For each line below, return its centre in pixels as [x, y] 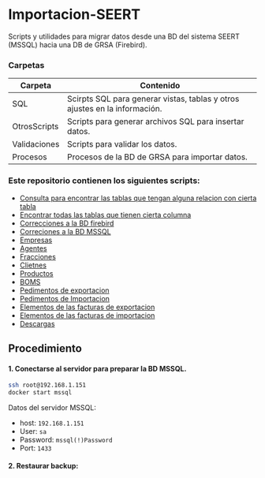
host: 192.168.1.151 [52, 423]
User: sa [33, 431]
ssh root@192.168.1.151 [47, 385]
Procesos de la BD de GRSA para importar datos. [157, 157]
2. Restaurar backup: [43, 466]
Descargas [37, 323]
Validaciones [36, 144]
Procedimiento [45, 348]
